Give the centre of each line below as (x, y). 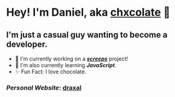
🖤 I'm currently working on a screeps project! (72, 59)
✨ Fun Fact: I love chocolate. (50, 72)
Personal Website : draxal (44, 87)
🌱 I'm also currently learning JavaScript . (65, 65)
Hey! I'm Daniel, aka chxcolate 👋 (88, 12)
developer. (27, 44)
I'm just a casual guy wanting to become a (87, 35)
